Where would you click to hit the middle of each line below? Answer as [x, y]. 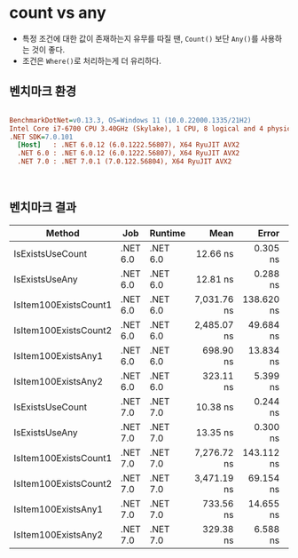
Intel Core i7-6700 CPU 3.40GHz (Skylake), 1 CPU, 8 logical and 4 [137, 128]
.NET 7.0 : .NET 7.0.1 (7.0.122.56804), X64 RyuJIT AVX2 [125, 162]
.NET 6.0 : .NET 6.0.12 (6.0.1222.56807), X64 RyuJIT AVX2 [129, 154]
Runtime [168, 233]
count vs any [58, 13]
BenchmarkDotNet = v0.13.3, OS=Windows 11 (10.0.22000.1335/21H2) [130, 120]
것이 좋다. [48, 49]
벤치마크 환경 [43, 92]
